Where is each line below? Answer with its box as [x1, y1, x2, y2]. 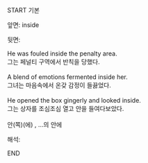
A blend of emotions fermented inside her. [7, 73, 129, 81]
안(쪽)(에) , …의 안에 [7, 121, 63, 128]
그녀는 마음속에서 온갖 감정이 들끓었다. [7, 81, 111, 89]
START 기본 [7, 6, 40, 14]
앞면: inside [7, 21, 40, 29]
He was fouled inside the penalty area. [7, 49, 117, 58]
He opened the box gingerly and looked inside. [7, 96, 141, 104]
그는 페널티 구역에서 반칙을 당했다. [7, 58, 100, 66]
